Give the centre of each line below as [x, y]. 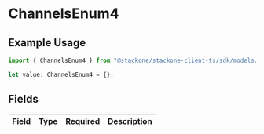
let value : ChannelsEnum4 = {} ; [61, 74]
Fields [24, 99]
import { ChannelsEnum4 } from [59, 60]
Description [130, 121]
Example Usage [47, 43]
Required [83, 121]
